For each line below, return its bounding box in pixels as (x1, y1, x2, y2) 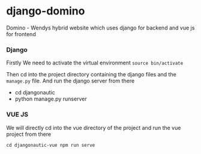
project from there (6, 131, 52, 138)
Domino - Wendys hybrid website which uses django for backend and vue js (6, 24, 195, 31)
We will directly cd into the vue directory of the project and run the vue (6, 124, 181, 131)
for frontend (6, 30, 36, 37)
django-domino (6, 4, 85, 18)
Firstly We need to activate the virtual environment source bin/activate (6, 59, 184, 67)
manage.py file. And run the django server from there (6, 77, 135, 85)
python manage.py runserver (14, 95, 87, 103)
